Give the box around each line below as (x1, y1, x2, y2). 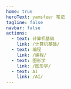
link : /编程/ (16, 52, 47, 58)
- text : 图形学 (11, 57, 46, 63)
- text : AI (11, 69, 38, 74)
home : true (6, 8, 33, 15)
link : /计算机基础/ (16, 42, 60, 47)
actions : (6, 30, 28, 36)
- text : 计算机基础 (11, 36, 55, 42)
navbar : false (6, 25, 41, 31)
